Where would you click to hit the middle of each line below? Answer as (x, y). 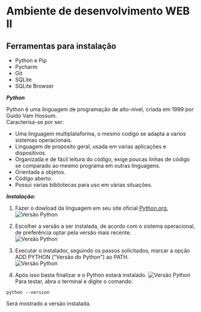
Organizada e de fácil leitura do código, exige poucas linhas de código (102, 159)
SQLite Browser (34, 86)
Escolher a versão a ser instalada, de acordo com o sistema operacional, (105, 226)
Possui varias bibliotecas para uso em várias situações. (83, 185)
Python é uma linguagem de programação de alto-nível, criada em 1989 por (100, 109)
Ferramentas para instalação (61, 46)
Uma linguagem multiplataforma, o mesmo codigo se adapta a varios (100, 134)
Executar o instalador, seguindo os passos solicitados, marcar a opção (103, 250)
